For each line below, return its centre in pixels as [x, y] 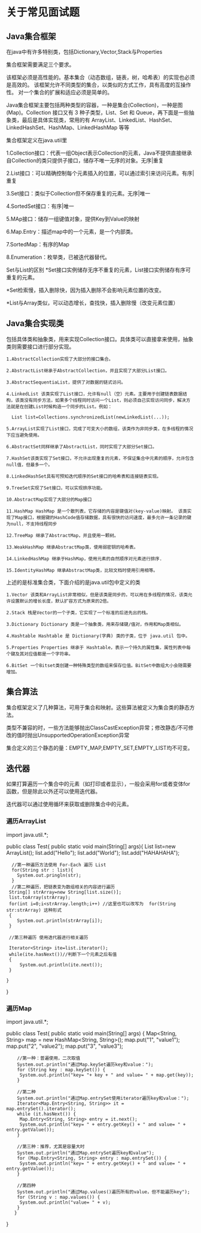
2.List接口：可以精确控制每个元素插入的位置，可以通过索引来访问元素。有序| [100, 173]
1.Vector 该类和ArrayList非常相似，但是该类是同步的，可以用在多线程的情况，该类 [97, 595]
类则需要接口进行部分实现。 [40, 346]
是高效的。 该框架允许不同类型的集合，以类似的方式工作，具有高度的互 [93, 85]
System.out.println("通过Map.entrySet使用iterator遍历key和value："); [103, 1098]
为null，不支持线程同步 [32, 524]
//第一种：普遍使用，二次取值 [49, 1059]
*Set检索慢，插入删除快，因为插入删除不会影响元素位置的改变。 [85, 290]
